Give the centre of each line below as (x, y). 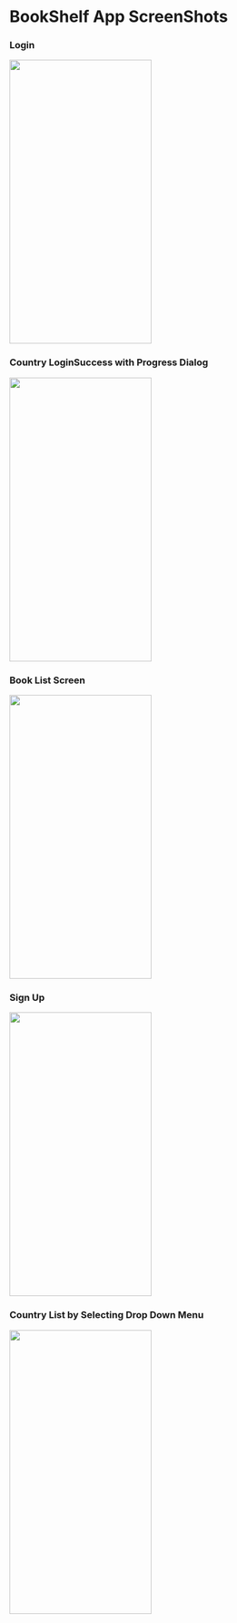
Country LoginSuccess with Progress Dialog (109, 362)
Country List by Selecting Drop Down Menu (107, 1315)
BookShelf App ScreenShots (119, 17)
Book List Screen (48, 680)
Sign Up (27, 998)
